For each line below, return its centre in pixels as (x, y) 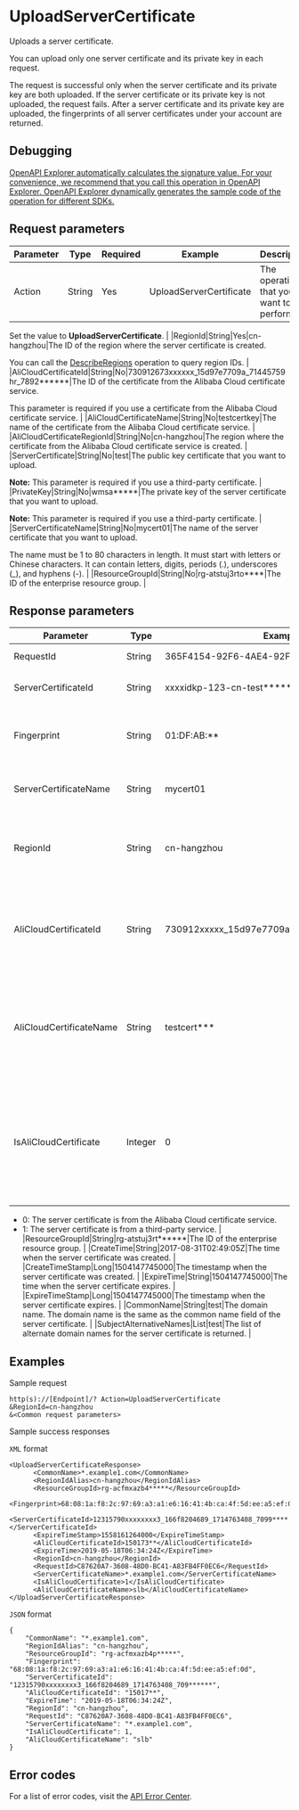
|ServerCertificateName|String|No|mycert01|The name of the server (134, 528)
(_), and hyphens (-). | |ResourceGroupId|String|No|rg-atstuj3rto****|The (145, 573)
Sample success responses (60, 1431)
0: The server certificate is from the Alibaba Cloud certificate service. (149, 1220)
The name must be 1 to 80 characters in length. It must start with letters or (145, 554)
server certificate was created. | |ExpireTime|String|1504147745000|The (154, 1277)
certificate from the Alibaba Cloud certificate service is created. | (128, 446)
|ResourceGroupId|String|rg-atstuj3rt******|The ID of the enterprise (149, 1239)
